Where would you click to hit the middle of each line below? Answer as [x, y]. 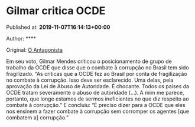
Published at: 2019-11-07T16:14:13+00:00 [58, 27]
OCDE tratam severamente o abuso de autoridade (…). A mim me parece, [95, 92]
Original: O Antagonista [35, 50]
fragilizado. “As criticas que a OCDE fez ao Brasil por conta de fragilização [97, 73]
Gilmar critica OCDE [56, 11]
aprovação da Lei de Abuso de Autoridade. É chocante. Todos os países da [98, 86]
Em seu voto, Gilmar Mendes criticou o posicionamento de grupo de [89, 61]
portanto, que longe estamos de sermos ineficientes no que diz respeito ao [97, 99]
